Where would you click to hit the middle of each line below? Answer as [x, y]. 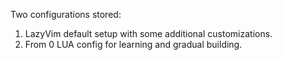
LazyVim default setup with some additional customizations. [148, 33]
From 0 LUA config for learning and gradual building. [133, 44]
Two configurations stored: [66, 14]
